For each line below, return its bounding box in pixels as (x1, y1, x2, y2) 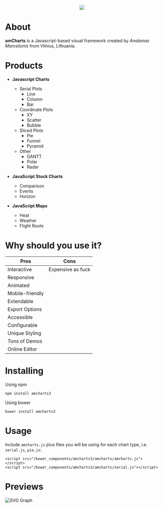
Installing (5, 365, 44, 376)
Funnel (26, 138, 41, 144)
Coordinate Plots (19, 106, 53, 112)
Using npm (5, 381, 27, 387)
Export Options (7, 305, 42, 312)
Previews (5, 481, 44, 492)
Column (26, 96, 43, 102)
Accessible (7, 314, 33, 321)
